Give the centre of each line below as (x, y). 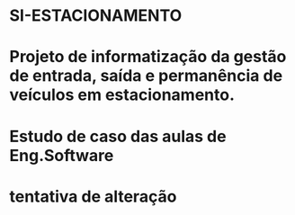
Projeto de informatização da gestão (148, 57)
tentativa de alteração (93, 197)
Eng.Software (62, 155)
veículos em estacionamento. (122, 95)
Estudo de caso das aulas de (118, 136)
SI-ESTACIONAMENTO (96, 16)
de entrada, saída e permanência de (146, 76)
